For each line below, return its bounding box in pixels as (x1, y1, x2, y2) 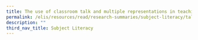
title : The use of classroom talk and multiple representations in (6, 8, 176, 15)
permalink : (6, 14, 33, 20)
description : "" (6, 19, 46, 25)
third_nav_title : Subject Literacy (6, 25, 94, 31)
